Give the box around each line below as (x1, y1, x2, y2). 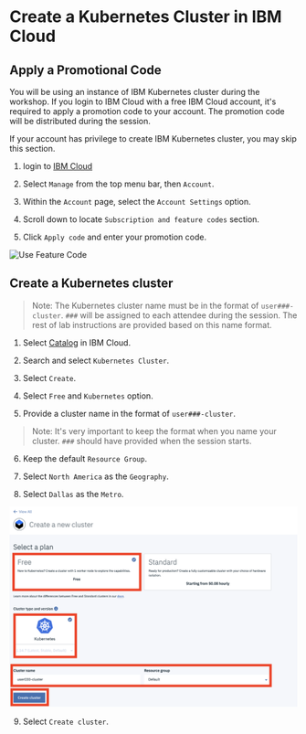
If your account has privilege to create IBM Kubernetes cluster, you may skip (9, 133, 297, 144)
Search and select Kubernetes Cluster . (22, 355, 170, 366)
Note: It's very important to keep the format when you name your (31, 425, 277, 436)
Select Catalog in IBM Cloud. (22, 336, 131, 348)
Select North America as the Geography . (22, 471, 169, 482)
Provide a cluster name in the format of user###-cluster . (22, 408, 236, 419)
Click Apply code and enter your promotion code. (22, 231, 207, 242)
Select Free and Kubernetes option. (22, 390, 153, 401)
